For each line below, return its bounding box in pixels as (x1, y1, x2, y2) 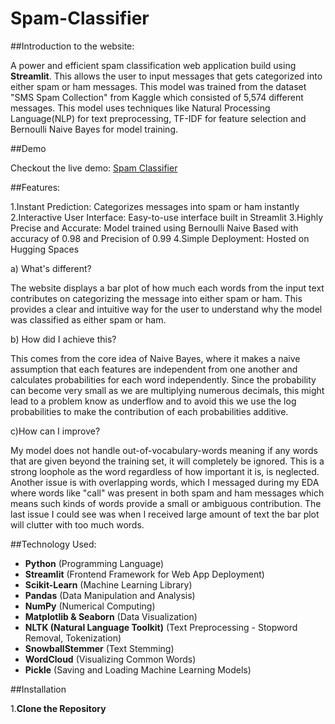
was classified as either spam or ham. (10, 313, 167, 326)
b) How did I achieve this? (10, 333, 117, 345)
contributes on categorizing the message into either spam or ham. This (10, 292, 303, 304)
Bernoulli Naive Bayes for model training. (10, 123, 179, 135)
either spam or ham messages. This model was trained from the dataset (10, 80, 307, 92)
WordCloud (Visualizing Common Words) (24, 653, 197, 665)
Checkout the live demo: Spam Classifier (10, 162, 178, 174)
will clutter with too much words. (10, 518, 145, 531)
